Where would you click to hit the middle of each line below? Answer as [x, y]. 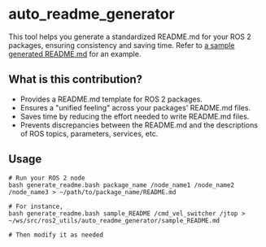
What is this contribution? [76, 79]
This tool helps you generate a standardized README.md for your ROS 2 [130, 37]
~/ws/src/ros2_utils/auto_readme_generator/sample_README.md [114, 220]
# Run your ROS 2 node [47, 178]
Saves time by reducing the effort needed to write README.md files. [135, 116]
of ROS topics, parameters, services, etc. [89, 133]
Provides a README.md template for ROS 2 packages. [111, 99]
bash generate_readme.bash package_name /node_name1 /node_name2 [121, 185]
